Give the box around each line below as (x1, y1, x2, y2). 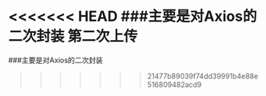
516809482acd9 (147, 79, 202, 89)
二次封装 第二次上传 (8, 27, 138, 46)
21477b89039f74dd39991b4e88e (147, 71, 259, 81)
